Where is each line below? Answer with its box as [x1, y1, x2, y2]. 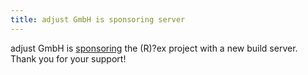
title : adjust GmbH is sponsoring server [10, 14, 186, 25]
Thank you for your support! [10, 52, 127, 65]
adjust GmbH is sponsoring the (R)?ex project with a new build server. [10, 42, 298, 54]
